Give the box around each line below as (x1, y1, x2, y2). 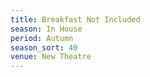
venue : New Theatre (10, 52, 92, 62)
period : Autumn (10, 33, 74, 43)
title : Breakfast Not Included (10, 14, 141, 25)
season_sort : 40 (10, 42, 78, 53)
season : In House (10, 24, 83, 34)
